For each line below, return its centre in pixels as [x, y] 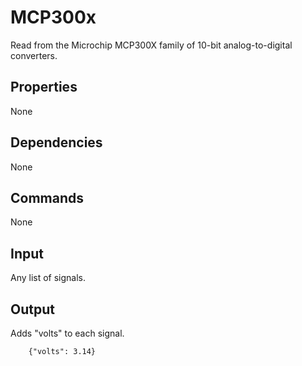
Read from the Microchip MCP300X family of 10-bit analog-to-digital [151, 45]
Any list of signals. [48, 278]
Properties [44, 87]
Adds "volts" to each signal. [67, 333]
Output [32, 309]
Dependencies [56, 142]
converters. [34, 55]
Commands [47, 197]
